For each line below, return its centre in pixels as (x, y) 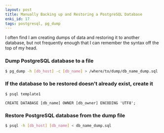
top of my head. (21, 48)
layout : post (19, 10)
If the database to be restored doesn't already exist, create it (79, 84)
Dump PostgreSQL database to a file (49, 61)
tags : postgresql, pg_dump (33, 23)
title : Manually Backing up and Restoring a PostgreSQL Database (74, 14)
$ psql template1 (23, 94)
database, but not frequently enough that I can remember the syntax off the (82, 43)
